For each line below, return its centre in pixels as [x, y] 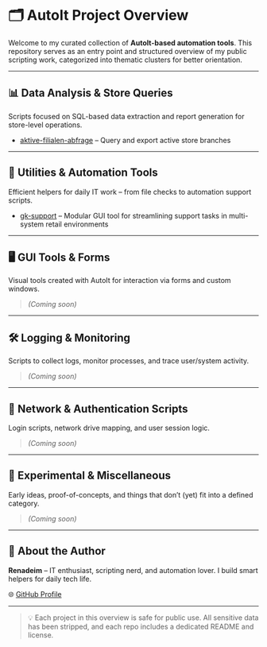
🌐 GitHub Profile [35, 594]
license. [41, 635]
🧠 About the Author [57, 551]
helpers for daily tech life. [50, 579]
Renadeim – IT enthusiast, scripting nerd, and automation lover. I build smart [133, 570]
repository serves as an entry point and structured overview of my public [128, 51]
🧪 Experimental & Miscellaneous [90, 476]
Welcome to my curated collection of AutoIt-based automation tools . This [130, 43]
